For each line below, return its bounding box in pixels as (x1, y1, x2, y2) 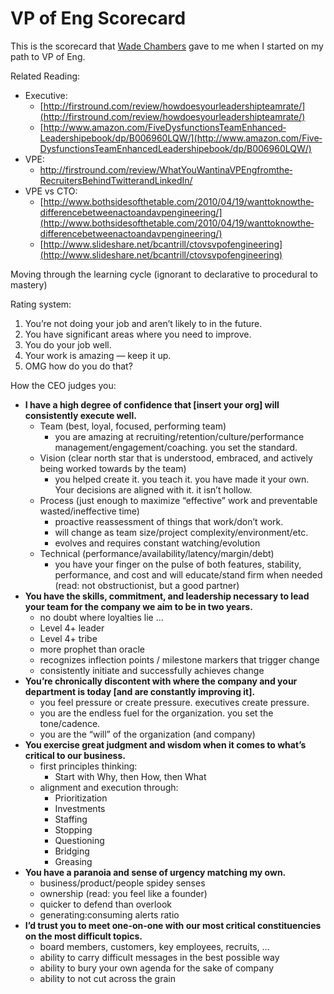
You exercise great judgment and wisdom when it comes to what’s (24, 738, 307, 751)
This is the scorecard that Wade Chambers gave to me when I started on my (10, 40, 324, 52)
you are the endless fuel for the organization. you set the (39, 707, 274, 719)
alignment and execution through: (39, 781, 179, 793)
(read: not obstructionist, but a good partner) (54, 579, 240, 591)
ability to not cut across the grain (39, 972, 176, 984)
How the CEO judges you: (10, 379, 117, 391)
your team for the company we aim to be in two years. (24, 600, 253, 612)
